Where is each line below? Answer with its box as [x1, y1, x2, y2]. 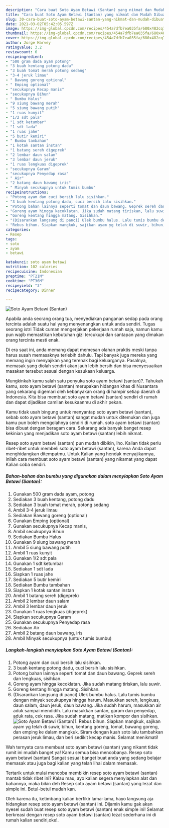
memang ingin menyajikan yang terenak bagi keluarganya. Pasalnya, [6, 358, 147, 364]
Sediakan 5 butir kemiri [13, 576, 61, 583]
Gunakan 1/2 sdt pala [13, 555, 57, 561]
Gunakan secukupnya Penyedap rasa [13, 619, 90, 625]
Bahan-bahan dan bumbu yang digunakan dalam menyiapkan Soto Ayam [6, 473, 163, 479]
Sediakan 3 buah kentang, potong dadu [13, 496, 95, 503]
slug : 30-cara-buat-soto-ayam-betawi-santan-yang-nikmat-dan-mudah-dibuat [6, 17, 165, 22]
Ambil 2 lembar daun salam [13, 598, 70, 604]
